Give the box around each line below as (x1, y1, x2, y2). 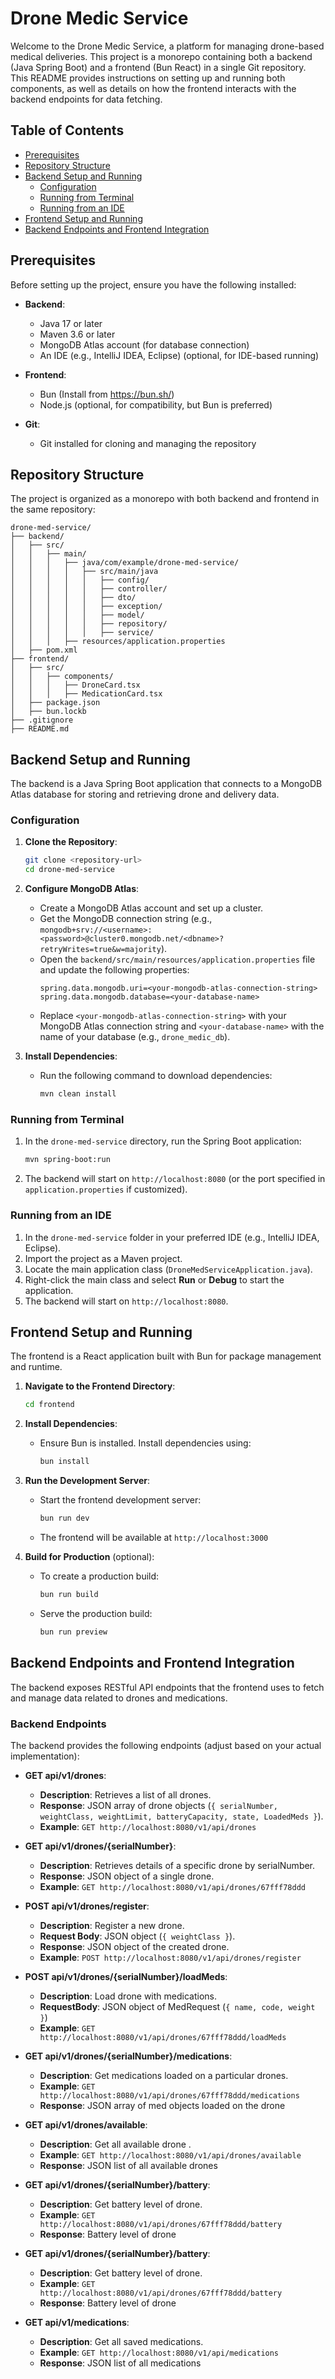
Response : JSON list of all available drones (39, 2159, 218, 2171)
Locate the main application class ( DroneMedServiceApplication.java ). (24, 1263, 313, 1275)
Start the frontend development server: (39, 1494, 202, 1506)
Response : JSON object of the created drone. (39, 1940, 230, 1952)
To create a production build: (39, 1570, 160, 1582)
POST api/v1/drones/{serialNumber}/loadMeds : (24, 1970, 228, 1982)
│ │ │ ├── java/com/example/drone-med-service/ (10, 558, 240, 568)
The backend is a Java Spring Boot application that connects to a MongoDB (10, 778, 323, 790)
